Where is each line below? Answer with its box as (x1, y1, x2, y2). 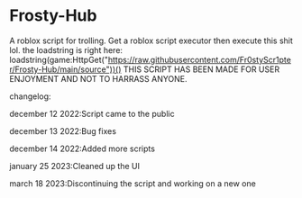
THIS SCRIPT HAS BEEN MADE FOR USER (123, 64, 280, 75)
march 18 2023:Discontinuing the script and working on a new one (9, 177, 257, 189)
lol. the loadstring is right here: (9, 44, 124, 55)
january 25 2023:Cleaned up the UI (9, 160, 140, 171)
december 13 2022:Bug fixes (9, 125, 117, 136)
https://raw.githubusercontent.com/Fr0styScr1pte (107, 54, 291, 65)
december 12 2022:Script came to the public (9, 108, 175, 119)
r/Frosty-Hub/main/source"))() (9, 64, 122, 75)
